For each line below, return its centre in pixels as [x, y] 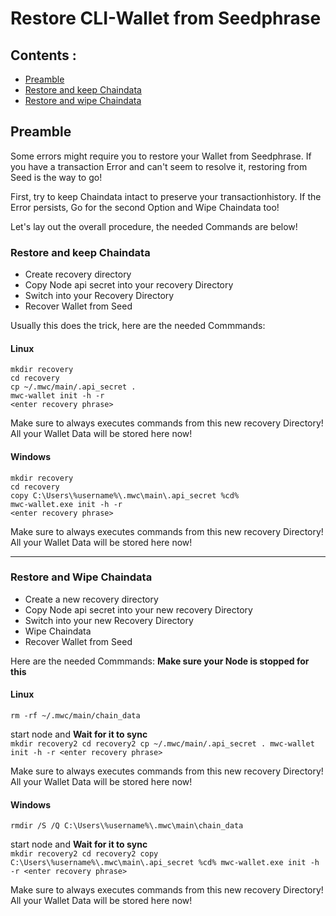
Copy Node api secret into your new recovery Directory [138, 609]
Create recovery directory [78, 274]
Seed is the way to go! [56, 177]
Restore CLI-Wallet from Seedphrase [166, 18]
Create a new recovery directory [91, 599]
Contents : [43, 55]
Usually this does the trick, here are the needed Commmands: [138, 326]
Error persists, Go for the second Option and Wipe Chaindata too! [145, 207]
